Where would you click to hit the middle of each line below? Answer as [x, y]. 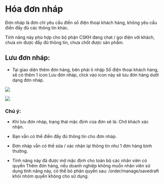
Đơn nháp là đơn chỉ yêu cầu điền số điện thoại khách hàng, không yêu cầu [81, 23]
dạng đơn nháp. [28, 80]
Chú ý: [13, 111]
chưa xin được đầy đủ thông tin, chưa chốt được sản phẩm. [64, 42]
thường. [20, 151]
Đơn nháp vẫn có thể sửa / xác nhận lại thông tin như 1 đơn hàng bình [82, 146]
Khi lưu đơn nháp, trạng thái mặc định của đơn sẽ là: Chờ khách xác [80, 122]
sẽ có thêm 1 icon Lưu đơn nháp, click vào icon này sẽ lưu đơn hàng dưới [85, 75]
